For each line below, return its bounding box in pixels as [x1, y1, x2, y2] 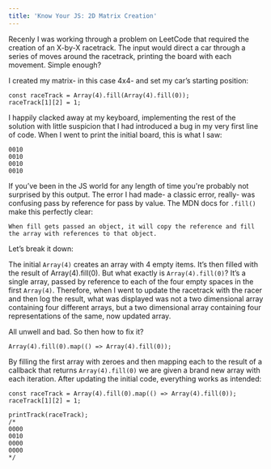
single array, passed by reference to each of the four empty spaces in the [8, 276, 254, 286]
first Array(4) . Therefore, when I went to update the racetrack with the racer [8, 285, 263, 295]
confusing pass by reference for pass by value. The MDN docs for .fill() [8, 198, 256, 207]
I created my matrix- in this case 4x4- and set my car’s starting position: [8, 75, 249, 85]
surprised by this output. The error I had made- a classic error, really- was [8, 190, 256, 199]
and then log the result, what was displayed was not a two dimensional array [8, 293, 264, 304]
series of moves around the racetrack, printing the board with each [8, 51, 232, 61]
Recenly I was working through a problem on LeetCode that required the [8, 34, 249, 44]
